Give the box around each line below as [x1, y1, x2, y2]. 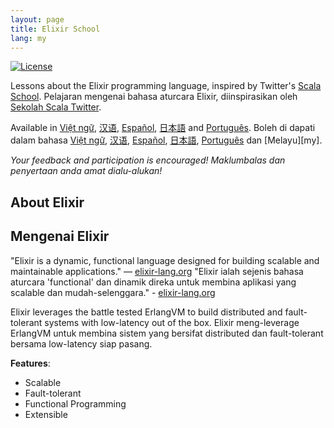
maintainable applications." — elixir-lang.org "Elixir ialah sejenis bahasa [10, 265, 304, 277]
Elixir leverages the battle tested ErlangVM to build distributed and [10, 306, 283, 318]
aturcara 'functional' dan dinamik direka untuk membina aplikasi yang [10, 276, 297, 288]
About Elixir [10, 194, 85, 211]
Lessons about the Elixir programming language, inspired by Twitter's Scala [10, 80, 322, 92]
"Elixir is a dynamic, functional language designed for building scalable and [10, 254, 320, 266]
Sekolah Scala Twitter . [10, 101, 102, 113]
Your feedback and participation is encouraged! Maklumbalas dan [10, 154, 286, 166]
